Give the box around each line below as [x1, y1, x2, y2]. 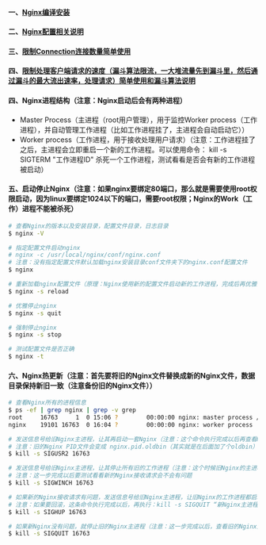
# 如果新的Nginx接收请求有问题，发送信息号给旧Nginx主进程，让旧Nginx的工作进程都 [8, 493, 252, 501]
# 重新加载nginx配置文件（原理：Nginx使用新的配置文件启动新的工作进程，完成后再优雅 [8, 280, 257, 289]
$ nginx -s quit [8, 309, 62, 317]
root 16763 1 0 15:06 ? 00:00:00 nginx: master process [8, 413, 253, 421]
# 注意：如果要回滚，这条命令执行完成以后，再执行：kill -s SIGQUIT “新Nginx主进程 [8, 501, 259, 509]
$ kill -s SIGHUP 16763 [8, 508, 87, 516]
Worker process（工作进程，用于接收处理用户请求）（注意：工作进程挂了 [19, 135, 256, 144]
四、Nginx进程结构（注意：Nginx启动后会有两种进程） [8, 95, 188, 105]
